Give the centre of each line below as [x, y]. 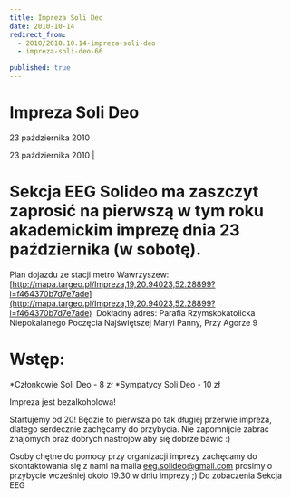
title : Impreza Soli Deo [56, 18]
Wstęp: [37, 359]
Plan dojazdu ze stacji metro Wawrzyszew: [89, 274]
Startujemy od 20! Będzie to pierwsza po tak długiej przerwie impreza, [141, 419]
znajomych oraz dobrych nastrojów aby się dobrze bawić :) [120, 438]
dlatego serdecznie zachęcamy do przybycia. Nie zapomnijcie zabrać [140, 429]
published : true [40, 68]
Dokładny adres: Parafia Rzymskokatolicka [176, 312]
